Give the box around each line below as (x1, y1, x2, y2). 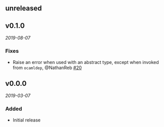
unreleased (5, 4, 42, 13)
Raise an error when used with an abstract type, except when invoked (12, 59, 159, 65)
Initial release (12, 117, 41, 123)
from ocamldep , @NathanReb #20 (12, 65, 82, 71)
